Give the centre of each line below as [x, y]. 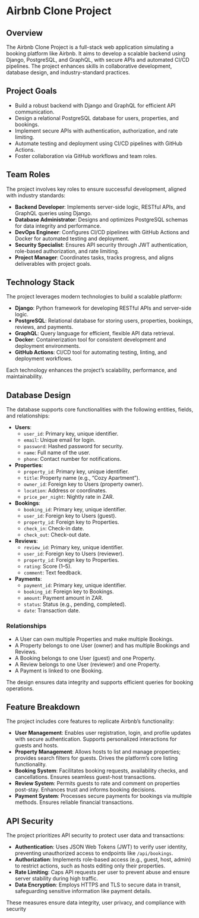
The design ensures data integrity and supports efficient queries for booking [100, 682]
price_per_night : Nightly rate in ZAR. [69, 497]
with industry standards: [36, 195]
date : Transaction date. [52, 611]
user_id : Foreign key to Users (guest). [70, 516]
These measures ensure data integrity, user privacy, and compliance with [96, 903]
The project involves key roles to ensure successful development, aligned [96, 189]
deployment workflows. [44, 359]
